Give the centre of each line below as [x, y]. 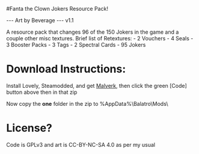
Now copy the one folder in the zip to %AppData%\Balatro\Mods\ [87, 103]
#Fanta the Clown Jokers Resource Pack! [57, 9]
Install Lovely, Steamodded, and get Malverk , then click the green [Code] [97, 85]
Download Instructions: [66, 69]
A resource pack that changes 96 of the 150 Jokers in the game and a [93, 32]
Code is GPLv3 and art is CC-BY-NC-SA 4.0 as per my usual [81, 144]
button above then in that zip [42, 92]
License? [29, 128]
